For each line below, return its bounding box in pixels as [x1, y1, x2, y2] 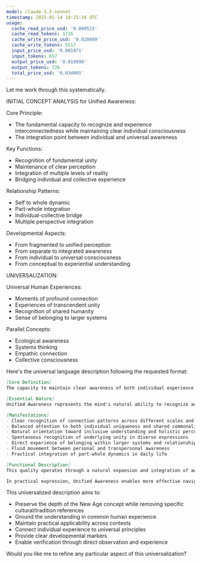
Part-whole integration [14, 206, 71, 213]
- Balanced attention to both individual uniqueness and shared [6, 423, 170, 429]
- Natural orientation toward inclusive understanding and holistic [6, 429, 181, 435]
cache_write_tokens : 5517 [11, 42, 77, 48]
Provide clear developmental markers [14, 533, 108, 540]
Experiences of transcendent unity [14, 301, 100, 308]
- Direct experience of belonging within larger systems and [6, 440, 162, 446]
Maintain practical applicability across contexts [14, 519, 131, 527]
